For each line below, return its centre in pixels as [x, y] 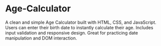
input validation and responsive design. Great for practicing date [72, 33]
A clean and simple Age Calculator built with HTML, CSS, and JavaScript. [81, 22]
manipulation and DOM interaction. [41, 38]
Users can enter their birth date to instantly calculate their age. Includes [79, 27]
